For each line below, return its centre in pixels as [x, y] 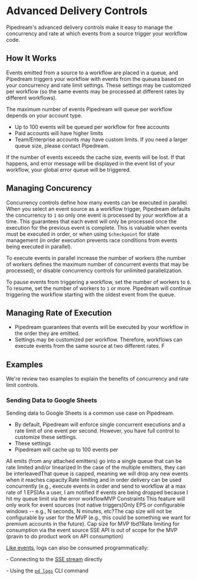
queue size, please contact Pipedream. [62, 145]
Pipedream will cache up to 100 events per [66, 449]
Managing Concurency [49, 188]
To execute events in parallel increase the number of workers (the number [96, 258]
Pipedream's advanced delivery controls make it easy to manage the [89, 27]
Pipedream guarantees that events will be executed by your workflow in [102, 327]
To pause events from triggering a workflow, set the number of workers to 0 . [99, 282]
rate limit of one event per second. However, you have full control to [97, 431]
